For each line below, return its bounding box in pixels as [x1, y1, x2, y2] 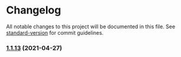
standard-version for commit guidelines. [6, 29, 104, 36]
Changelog [6, 4, 61, 17]
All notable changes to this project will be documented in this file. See [6, 23, 176, 30]
